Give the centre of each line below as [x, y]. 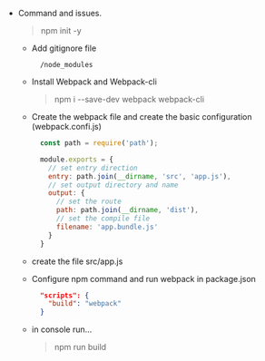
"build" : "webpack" [85, 304]
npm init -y [61, 30]
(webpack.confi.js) [67, 127]
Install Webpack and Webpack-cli [94, 82]
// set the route [89, 202]
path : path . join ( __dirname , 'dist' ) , [128, 210]
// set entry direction [93, 168]
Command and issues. [60, 13]
